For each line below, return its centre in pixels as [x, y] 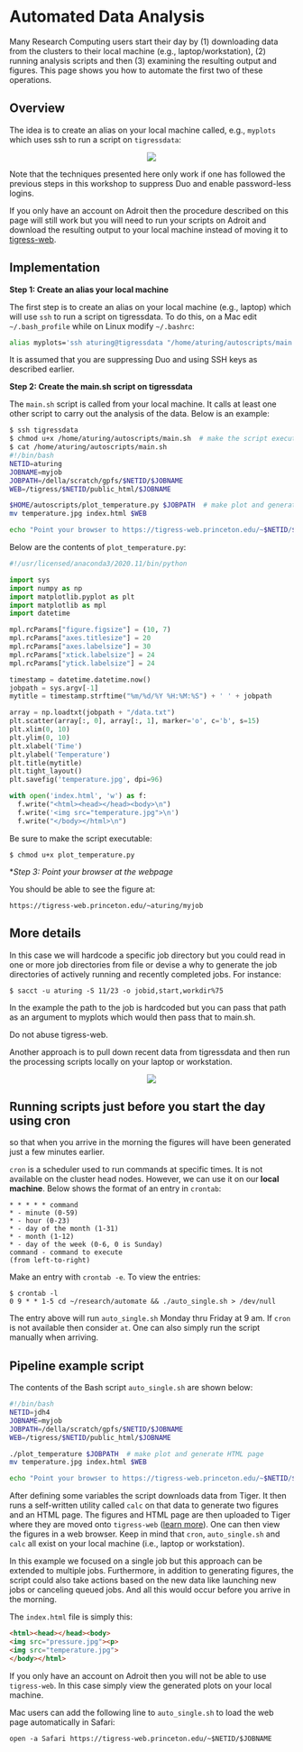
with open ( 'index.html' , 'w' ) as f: [78, 796]
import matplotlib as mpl [58, 605]
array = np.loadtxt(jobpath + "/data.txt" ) [92, 713]
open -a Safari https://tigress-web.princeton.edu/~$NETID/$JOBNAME [141, 1738]
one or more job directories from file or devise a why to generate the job [143, 964]
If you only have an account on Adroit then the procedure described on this [149, 210]
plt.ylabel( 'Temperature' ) [60, 755]
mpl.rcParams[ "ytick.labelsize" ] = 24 [82, 663]
